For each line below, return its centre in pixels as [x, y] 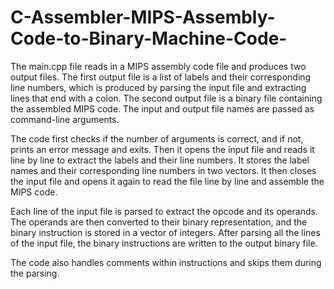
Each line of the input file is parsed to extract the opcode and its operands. [164, 211]
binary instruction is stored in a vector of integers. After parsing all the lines [165, 232]
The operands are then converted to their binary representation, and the [159, 222]
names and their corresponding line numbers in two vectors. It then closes [163, 170]
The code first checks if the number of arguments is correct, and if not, [157, 138]
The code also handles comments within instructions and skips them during [166, 262]
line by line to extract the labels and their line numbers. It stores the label [160, 160]
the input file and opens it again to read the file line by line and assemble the [167, 181]
